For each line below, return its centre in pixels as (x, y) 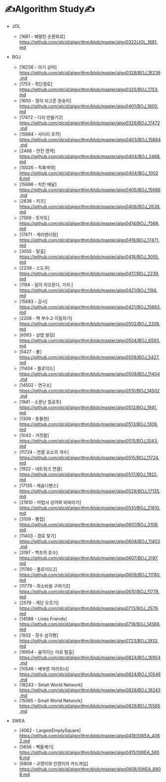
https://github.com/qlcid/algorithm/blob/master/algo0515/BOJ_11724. (89, 457)
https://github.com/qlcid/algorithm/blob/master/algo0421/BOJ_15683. (90, 307)
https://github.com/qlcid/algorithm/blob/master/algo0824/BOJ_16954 (90, 658)
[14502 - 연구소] (35, 385)
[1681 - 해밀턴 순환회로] (42, 36)
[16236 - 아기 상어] (38, 67)
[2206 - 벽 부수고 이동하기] (46, 318)
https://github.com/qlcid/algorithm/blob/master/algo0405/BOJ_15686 (90, 190)
